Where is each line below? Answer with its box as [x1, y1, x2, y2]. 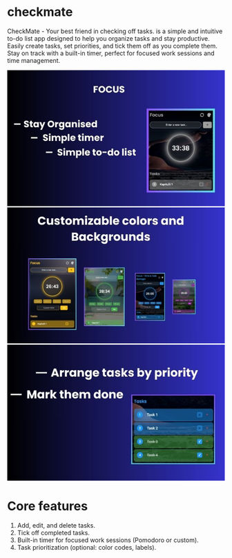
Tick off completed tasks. [17, 528, 90, 537]
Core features [7, 499, 88, 514]
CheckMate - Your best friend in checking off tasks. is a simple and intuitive [7, 27, 223, 35]
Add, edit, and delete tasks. [17, 521, 95, 529]
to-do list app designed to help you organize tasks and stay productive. [7, 34, 211, 42]
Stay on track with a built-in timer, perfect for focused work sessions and [7, 49, 215, 57]
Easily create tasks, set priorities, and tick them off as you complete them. [7, 41, 217, 50]
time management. [7, 56, 61, 64]
